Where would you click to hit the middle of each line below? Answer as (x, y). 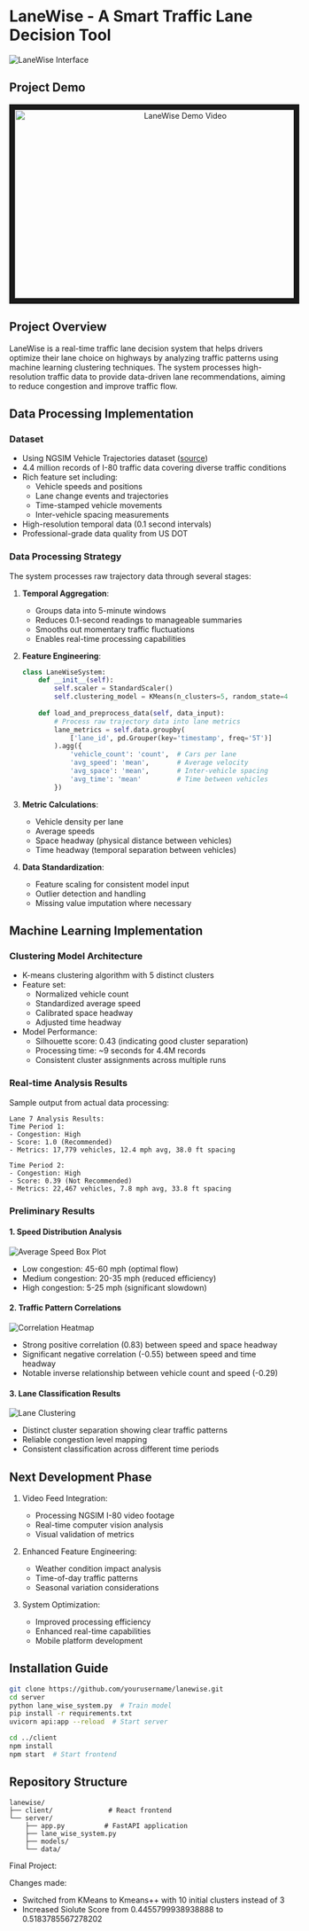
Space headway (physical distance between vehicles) (133, 840)
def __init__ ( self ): (76, 680)
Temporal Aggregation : (66, 593)
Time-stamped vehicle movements (98, 505)
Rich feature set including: (70, 477)
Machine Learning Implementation (106, 931)
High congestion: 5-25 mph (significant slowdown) (115, 1287)
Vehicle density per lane (79, 821)
